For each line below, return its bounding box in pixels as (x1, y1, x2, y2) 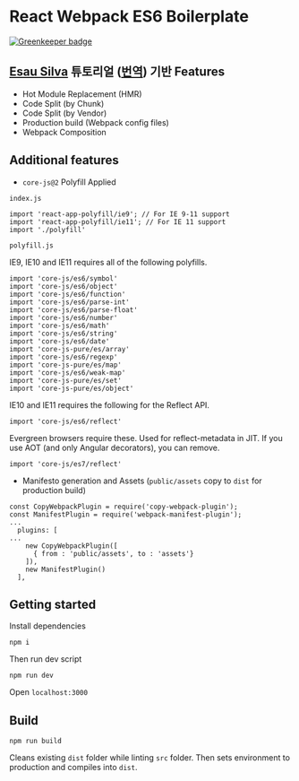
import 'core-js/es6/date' (9, 336, 110, 346)
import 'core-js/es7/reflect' (9, 459, 123, 468)
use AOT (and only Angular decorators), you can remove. (9, 442, 220, 453)
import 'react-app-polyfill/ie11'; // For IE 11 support (9, 217, 226, 226)
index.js (9, 194, 42, 203)
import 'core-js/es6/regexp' (9, 352, 118, 361)
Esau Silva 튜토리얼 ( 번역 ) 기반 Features (9, 65, 226, 80)
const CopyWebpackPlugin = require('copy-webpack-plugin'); (9, 502, 239, 511)
